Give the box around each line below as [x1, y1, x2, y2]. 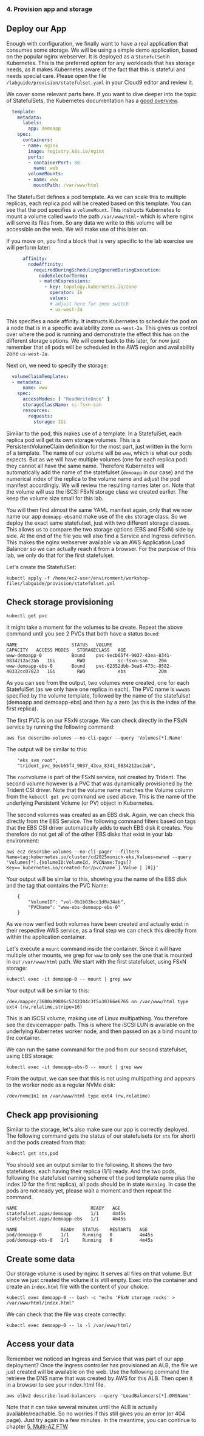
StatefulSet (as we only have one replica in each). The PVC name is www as [6, 685, 190, 693]
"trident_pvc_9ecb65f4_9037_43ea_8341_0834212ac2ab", [17, 763, 156, 769]
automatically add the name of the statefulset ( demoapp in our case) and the [6, 468, 194, 476]
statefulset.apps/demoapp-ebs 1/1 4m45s [6, 1216, 126, 1222]
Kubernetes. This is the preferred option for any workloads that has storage [6, 59, 195, 66]
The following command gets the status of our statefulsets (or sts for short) [6, 1132, 195, 1140]
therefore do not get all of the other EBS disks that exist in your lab [6, 830, 173, 838]
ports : [28, 154, 45, 160]
